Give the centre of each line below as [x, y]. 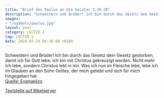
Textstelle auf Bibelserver [31, 90]
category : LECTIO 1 [25, 32]
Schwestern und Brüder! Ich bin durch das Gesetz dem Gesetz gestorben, [80, 55]
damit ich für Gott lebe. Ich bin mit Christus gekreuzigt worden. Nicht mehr [80, 60]
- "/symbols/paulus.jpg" [30, 23]
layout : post [18, 28]
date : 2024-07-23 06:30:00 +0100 [39, 41]
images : [13, 19]
